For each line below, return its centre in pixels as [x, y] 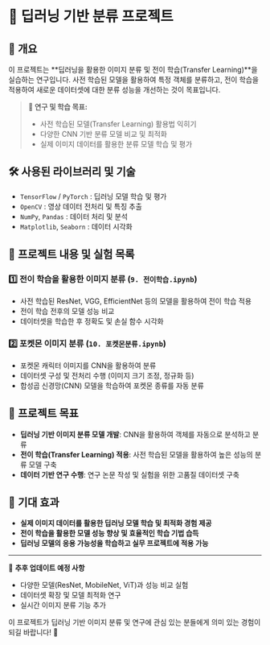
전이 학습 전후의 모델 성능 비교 [67, 311]
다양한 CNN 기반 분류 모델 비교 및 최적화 [103, 134]
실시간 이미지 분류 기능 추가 [63, 606]
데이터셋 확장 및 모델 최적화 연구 [70, 595]
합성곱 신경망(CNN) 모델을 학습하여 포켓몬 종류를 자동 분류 [112, 385]
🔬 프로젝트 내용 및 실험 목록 [72, 254]
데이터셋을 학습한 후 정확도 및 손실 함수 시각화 [92, 321]
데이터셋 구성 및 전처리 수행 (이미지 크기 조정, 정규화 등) [107, 375]
